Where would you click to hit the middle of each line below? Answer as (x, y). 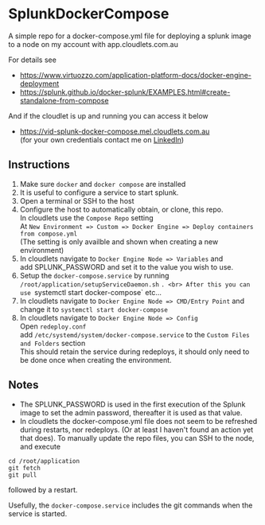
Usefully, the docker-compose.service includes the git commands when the (131, 505)
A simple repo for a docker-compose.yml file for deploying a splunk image (130, 36)
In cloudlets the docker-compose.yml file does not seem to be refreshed (138, 421)
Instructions (39, 165)
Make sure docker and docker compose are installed (103, 184)
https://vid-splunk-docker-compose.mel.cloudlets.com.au (115, 131)
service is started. (38, 513)
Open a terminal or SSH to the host (77, 200)
